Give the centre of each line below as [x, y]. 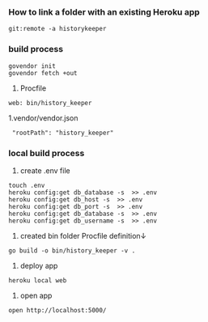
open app [36, 295]
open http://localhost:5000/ [57, 310]
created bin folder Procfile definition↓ [83, 235]
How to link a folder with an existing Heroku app [104, 12]
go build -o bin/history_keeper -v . [72, 250]
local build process [47, 153]
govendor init [32, 66]
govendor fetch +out [43, 73]
